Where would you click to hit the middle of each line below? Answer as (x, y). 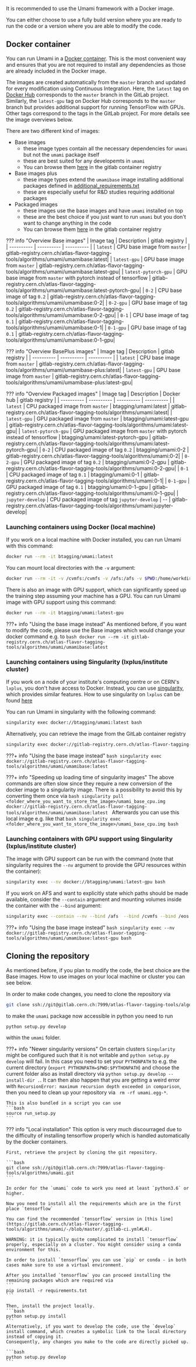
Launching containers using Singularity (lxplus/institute (87, 662)
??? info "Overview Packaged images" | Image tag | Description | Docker (93, 394)
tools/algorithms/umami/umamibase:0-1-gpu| (61, 340)
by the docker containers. (37, 1142)
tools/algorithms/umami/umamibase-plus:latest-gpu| (69, 382)
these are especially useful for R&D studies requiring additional (99, 192)
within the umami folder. (34, 1038)
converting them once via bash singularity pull (65, 796)
